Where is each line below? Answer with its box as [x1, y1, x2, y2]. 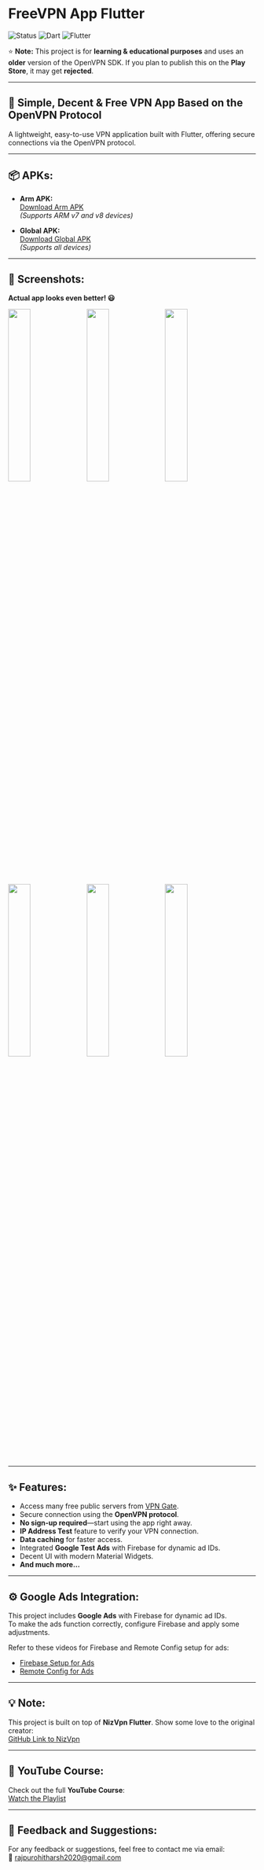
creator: [8, 1725, 34, 1735]
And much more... [19, 1560, 80, 1570]
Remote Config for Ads [19, 1666, 94, 1676]
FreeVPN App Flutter [8, 5, 145, 23]
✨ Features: [8, 1480, 67, 1494]
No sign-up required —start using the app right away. [19, 1518, 192, 1528]
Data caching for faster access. [19, 1535, 123, 1544]
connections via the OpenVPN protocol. [8, 138, 136, 147]
